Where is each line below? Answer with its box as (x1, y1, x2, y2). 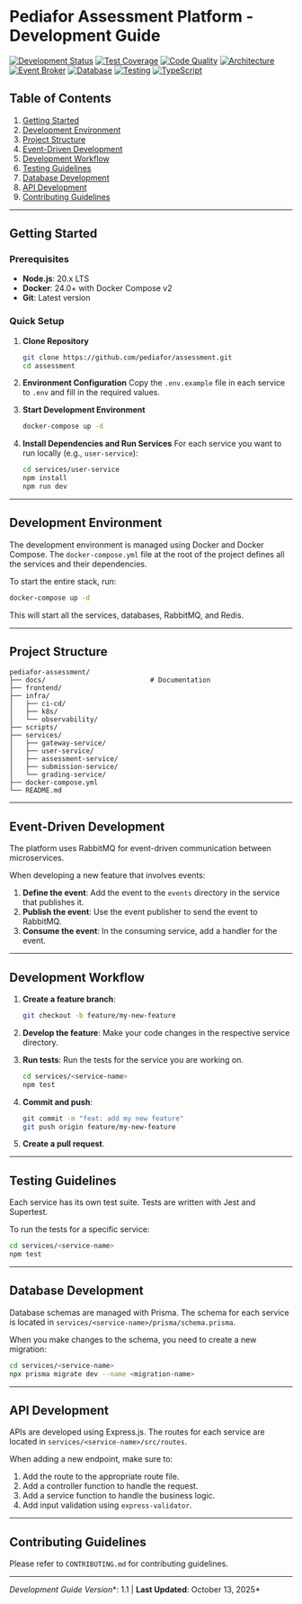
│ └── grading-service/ (9, 770, 106, 780)
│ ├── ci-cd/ (9, 700, 67, 709)
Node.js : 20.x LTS (22, 273, 90, 285)
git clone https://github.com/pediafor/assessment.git (22, 353, 233, 362)
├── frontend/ (9, 684, 63, 693)
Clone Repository (22, 335, 90, 346)
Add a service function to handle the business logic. (22, 1491, 216, 1501)
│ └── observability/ (9, 715, 99, 724)
